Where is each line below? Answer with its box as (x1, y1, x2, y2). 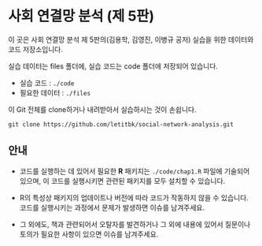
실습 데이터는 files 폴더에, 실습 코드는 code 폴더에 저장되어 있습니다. (8, 61, 219, 71)
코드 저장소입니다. (8, 44, 64, 54)
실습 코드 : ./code (19, 78, 75, 88)
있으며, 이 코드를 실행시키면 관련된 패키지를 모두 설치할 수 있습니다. (19, 176, 226, 185)
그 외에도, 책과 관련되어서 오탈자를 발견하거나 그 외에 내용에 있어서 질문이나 (19, 219, 251, 229)
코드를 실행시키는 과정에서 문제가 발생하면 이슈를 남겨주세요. (19, 203, 205, 212)
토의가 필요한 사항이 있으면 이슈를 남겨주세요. (19, 229, 159, 239)
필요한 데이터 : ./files (19, 88, 91, 97)
